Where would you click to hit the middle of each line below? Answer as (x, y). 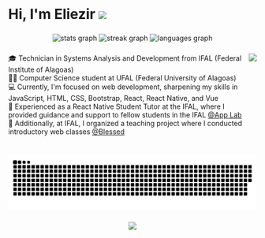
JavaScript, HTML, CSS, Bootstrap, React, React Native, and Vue (114, 98)
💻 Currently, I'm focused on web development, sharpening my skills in (123, 87)
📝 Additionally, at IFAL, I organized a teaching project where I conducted (125, 123)
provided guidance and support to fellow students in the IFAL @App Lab (125, 114)
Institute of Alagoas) (41, 69)
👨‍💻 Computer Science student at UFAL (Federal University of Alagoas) (122, 78)
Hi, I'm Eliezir (52, 14)
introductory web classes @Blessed (66, 132)
